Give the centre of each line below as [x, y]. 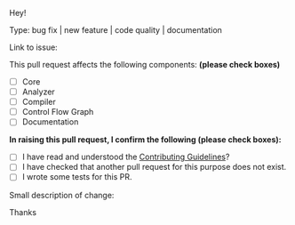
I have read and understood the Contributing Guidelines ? [126, 157]
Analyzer [38, 92]
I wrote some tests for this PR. [77, 177]
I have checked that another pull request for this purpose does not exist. [154, 167]
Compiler [39, 102]
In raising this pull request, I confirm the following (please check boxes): [145, 140]
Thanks [23, 212]
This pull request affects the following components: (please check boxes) [145, 64]
